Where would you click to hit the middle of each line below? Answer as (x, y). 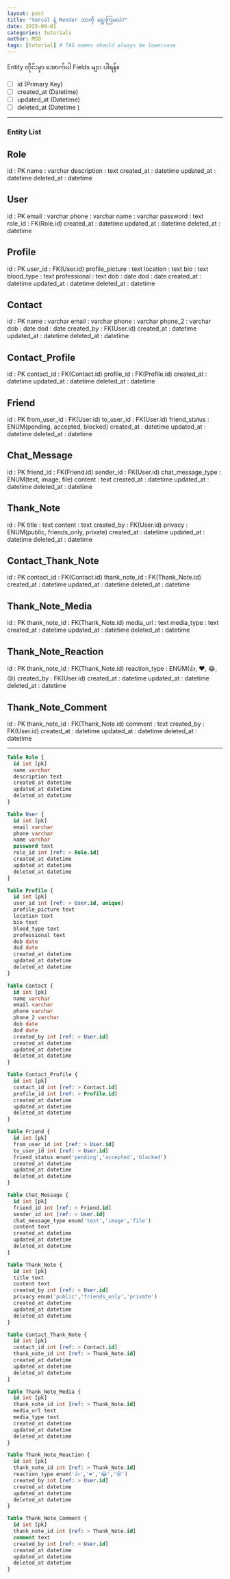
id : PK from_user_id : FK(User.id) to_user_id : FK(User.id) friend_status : (108, 420)
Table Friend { (29, 1132)
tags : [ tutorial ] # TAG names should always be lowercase (91, 45)
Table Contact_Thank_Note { (47, 1335)
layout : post (26, 13)
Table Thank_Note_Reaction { (49, 1455)
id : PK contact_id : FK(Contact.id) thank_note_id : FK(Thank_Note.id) (104, 578)
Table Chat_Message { (38, 1195)
